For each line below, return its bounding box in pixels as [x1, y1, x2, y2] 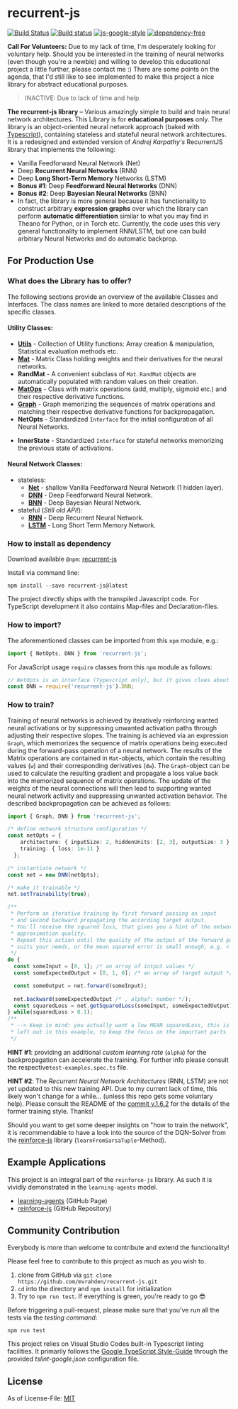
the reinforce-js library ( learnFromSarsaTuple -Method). [7, 1136, 166, 1144]
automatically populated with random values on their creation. [17, 377, 198, 385]
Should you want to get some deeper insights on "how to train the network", [7, 1120, 229, 1129]
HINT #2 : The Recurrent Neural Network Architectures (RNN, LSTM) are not [7, 1077, 229, 1085]
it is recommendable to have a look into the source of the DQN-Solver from [7, 1128, 227, 1136]
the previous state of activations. [17, 444, 114, 452]
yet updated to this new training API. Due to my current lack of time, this [7, 1084, 217, 1092]
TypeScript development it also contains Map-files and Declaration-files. [7, 602, 220, 611]
